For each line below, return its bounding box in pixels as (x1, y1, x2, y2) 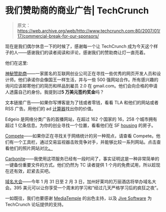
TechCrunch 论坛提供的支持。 (5, 201, 66, 207)
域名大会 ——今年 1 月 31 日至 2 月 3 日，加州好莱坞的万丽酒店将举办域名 (5, 178, 152, 184)
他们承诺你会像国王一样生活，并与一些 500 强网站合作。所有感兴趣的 (18, 77, 159, 83)
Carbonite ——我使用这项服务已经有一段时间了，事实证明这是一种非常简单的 (5, 156, 160, 162)
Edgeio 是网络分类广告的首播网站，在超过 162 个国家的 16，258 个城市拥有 (5, 116, 158, 122)
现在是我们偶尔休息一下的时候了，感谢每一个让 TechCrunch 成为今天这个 (5, 43, 154, 49)
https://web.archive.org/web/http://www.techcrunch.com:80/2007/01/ (17, 28, 161, 34)
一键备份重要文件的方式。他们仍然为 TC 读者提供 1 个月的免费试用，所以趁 (5, 162, 157, 168)
